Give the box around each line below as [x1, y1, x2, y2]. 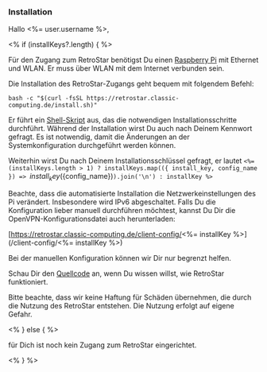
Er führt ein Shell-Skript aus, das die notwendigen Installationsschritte [8, 115, 237, 125]
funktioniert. [8, 277, 48, 287]
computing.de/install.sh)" [8, 102, 98, 110]
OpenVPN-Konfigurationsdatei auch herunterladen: [8, 214, 176, 224]
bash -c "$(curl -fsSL [8, 95, 83, 103]
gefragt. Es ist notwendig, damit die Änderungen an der [8, 132, 191, 141]
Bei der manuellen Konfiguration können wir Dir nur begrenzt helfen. [8, 254, 232, 263]
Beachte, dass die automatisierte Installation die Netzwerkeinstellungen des [8, 189, 257, 199]
